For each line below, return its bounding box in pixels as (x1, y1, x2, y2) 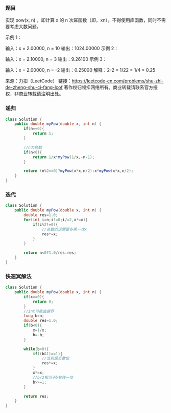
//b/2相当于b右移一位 (32, 375, 74, 380)
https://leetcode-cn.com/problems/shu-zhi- (71, 78, 164, 84)
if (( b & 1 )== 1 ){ (32, 351, 63, 356)
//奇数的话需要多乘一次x (41, 227, 87, 232)
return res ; (23, 394, 50, 399)
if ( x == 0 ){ (23, 294, 44, 299)
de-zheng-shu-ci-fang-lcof (5, 84, 63, 91)
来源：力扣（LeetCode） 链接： (5, 78, 72, 84)
